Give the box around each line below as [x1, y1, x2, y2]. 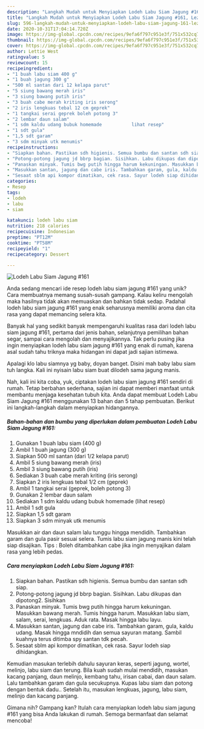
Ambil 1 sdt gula [15, 504, 56, 512]
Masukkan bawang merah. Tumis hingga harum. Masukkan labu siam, [15, 609, 190, 617]
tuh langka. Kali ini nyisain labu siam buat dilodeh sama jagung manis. [7, 367, 181, 374]
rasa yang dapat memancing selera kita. [7, 311, 107, 318]
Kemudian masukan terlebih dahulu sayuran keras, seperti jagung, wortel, [7, 660, 190, 668]
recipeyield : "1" [7, 245, 51, 252]
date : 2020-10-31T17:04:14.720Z [7, 25, 88, 32]
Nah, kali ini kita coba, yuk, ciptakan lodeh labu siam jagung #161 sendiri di [7, 378, 193, 385]
